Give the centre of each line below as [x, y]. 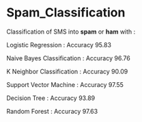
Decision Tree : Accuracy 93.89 [51, 98]
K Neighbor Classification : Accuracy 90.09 [67, 71]
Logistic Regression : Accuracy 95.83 [59, 45]
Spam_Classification [66, 13]
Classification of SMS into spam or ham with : [71, 32]
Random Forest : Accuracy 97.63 [52, 111]
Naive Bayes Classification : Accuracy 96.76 [68, 58]
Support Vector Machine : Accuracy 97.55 [65, 84]
